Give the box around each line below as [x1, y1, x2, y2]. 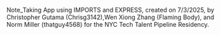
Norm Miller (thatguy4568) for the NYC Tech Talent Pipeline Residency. [6, 21, 210, 28]
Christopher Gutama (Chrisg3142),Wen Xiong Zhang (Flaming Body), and [6, 13, 215, 21]
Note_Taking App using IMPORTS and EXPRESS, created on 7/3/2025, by [6, 6, 215, 14]
